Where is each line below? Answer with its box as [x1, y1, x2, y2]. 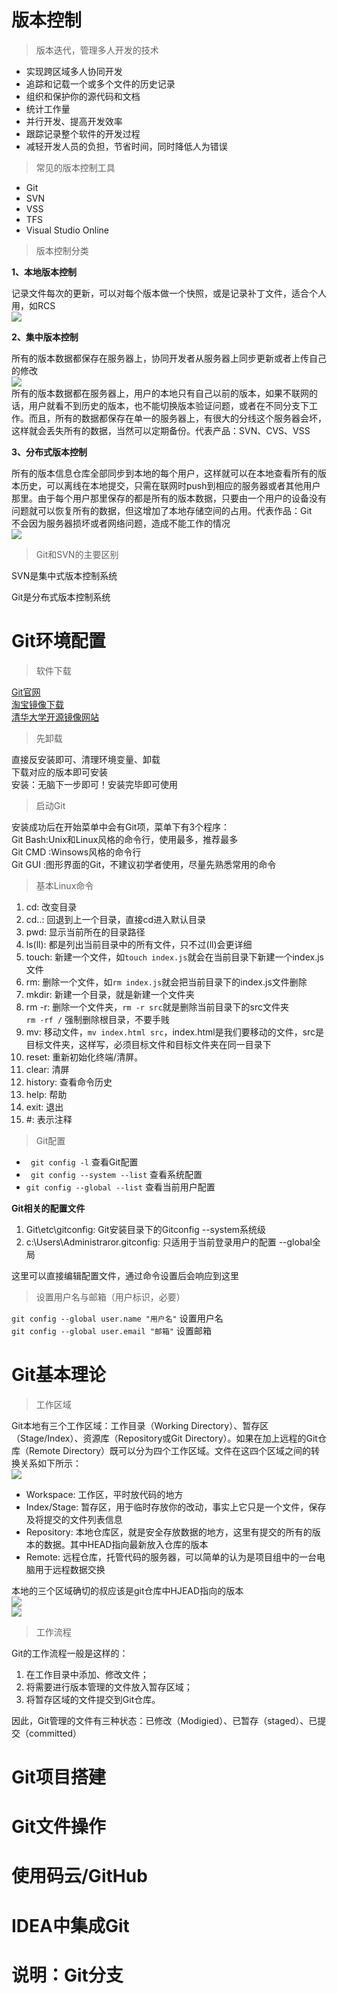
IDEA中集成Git [11, 1914, 130, 1937]
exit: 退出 [25, 1101, 64, 1113]
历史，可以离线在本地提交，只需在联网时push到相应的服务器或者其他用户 [19, 479, 321, 491]
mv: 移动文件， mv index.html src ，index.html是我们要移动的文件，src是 [25, 1026, 325, 1038]
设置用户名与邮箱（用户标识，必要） [35, 1291, 186, 1303]
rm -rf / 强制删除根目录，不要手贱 [25, 1013, 171, 1025]
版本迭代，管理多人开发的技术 [35, 44, 159, 56]
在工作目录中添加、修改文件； [25, 1668, 149, 1680]
